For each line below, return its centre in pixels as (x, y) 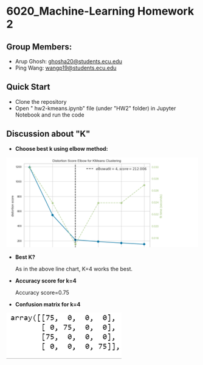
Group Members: (39, 47)
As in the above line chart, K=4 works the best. (74, 269)
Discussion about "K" (48, 134)
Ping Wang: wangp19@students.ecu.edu (66, 68)
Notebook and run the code (50, 115)
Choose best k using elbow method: (61, 148)
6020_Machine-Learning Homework (100, 11)
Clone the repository (41, 101)
